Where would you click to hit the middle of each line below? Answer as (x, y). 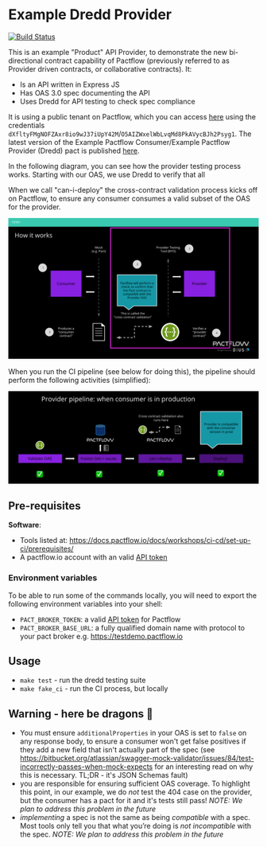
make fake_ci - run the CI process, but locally (94, 689)
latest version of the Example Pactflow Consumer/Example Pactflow (119, 142)
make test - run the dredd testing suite (83, 680)
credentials (27, 125)
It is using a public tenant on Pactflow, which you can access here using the (132, 116)
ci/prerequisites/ (46, 549)
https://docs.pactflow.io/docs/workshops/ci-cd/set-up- (160, 541)
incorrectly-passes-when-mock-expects (86, 767)
